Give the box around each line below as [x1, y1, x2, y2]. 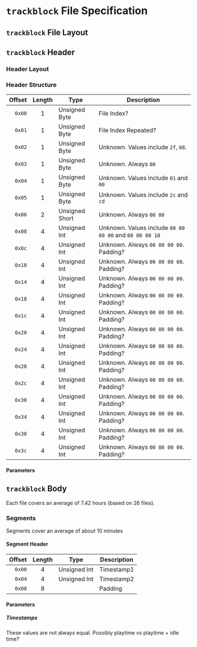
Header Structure [6, 80, 57, 89]
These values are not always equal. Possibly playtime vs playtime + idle [6, 629, 179, 636]
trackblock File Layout [6, 28, 89, 38]
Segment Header [6, 541, 49, 548]
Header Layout [6, 65, 49, 73]
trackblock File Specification [6, 4, 148, 18]
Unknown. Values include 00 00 [98, 224, 185, 232]
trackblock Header [6, 47, 75, 57]
